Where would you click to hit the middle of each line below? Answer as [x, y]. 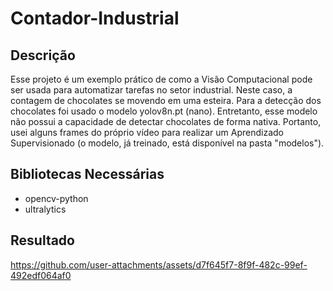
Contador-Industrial [95, 18]
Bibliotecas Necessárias [87, 174]
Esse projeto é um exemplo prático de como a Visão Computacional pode [161, 79]
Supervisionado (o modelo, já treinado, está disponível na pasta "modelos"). [167, 143]
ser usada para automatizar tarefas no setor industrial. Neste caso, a [151, 90]
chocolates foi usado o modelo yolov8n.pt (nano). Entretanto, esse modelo [164, 111]
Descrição [43, 55]
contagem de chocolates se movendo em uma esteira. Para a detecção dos [166, 100]
